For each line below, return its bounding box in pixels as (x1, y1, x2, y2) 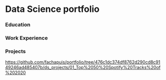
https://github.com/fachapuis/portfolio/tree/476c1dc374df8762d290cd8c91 (5, 59, 161, 65)
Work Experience (5, 35, 48, 42)
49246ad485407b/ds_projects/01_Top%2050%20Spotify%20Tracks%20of (5, 65, 161, 71)
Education (5, 21, 31, 28)
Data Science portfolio (5, 3, 100, 15)
